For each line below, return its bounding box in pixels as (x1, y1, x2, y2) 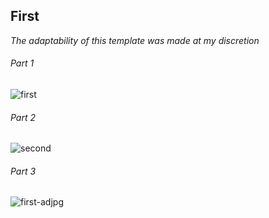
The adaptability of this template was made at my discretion (10, 34, 260, 46)
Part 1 (10, 57, 35, 69)
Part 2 (10, 111, 37, 123)
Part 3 (10, 165, 37, 177)
